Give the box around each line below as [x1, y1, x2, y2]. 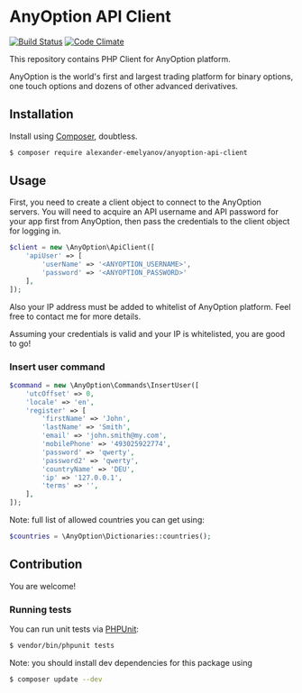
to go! [9, 338, 32, 349]
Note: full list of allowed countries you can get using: [9, 515, 205, 525]
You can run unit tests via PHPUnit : [9, 624, 140, 634]
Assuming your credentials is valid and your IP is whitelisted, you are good [9, 328, 286, 339]
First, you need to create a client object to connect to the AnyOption [9, 196, 261, 208]
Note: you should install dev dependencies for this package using [9, 657, 252, 668]
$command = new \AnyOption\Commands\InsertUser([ [9, 380, 200, 389]
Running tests [9, 603, 72, 615]
